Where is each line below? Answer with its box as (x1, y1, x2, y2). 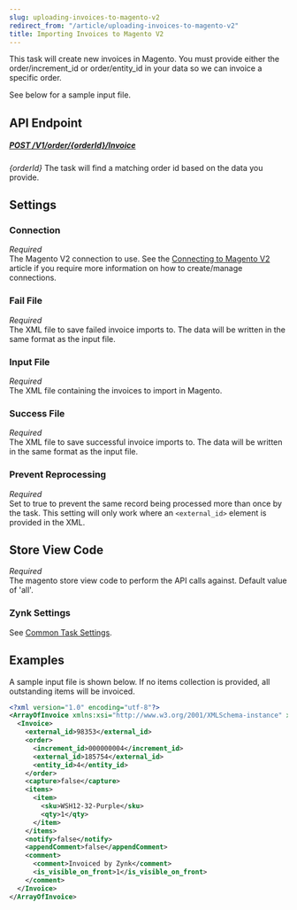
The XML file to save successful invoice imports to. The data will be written (9, 437, 283, 447)
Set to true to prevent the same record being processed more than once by (9, 498, 283, 509)
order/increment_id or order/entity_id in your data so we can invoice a (9, 63, 263, 74)
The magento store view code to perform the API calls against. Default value (9, 575, 287, 586)
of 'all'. (9, 585, 34, 595)
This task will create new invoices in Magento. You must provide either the (9, 54, 280, 65)
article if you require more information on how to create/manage (9, 263, 243, 274)
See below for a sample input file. (9, 89, 131, 100)
